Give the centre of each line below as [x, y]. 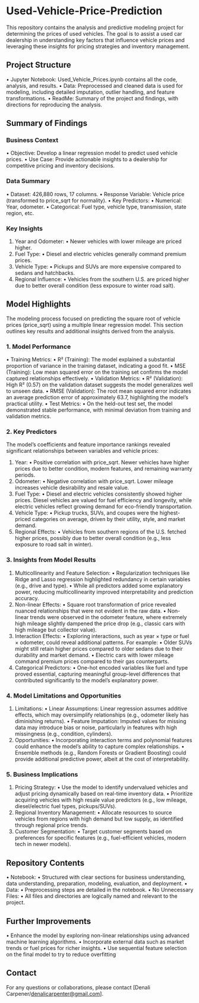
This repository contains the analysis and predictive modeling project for [95, 27]
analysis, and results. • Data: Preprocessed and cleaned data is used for [94, 86]
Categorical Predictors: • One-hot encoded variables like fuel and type [101, 667]
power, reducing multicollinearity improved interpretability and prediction [104, 592]
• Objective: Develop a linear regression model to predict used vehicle [92, 153]
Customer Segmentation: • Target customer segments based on [93, 832]
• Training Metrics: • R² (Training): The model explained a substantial [91, 359]
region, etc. [20, 213]
